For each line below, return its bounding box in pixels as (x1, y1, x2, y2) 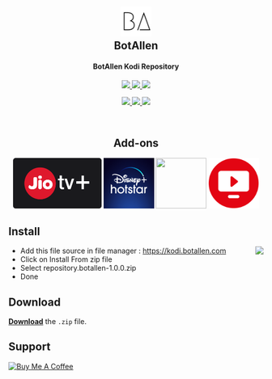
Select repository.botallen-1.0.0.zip (19, 263, 137, 273)
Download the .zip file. (8, 317, 87, 326)
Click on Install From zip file (19, 255, 113, 264)
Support (8, 340, 51, 354)
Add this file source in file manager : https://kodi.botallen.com (19, 246, 227, 256)
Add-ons (113, 136, 159, 149)
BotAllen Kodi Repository (92, 61, 180, 71)
